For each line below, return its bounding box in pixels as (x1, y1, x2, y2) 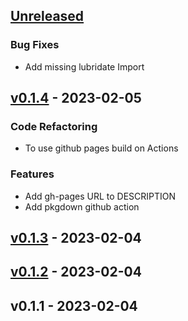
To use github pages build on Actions (24, 142, 179, 154)
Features (10, 167, 55, 181)
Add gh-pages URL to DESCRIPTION (24, 190, 177, 202)
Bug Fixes (10, 38, 60, 52)
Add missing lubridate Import (24, 60, 145, 73)
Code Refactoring (10, 120, 98, 133)
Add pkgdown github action (24, 200, 140, 213)
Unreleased (10, 8, 85, 25)
